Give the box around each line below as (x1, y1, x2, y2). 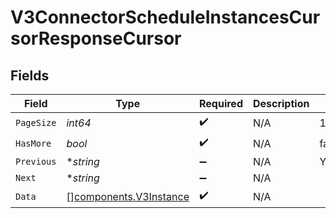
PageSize (15, 117, 57, 128)
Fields (10, 67, 50, 84)
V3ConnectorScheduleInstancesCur (10, 6, 321, 29)
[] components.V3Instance (66, 189, 190, 203)
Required (199, 97, 243, 110)
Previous (15, 156, 57, 167)
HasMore (15, 137, 52, 149)
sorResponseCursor (10, 27, 182, 50)
